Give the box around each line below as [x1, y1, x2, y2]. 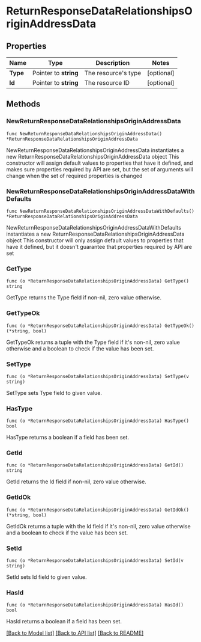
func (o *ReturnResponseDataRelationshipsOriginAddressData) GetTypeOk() [6, 323, 195, 329]
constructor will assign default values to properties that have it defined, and [6, 159, 193, 167]
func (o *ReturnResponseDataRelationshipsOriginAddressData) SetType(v [6, 373, 189, 379]
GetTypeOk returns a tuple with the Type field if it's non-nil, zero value [6, 338, 180, 346]
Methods [6, 99, 41, 109]
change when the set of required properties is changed [6, 172, 143, 179]
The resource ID [84, 79, 130, 87]
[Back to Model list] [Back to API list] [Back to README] [6, 629, 144, 637]
